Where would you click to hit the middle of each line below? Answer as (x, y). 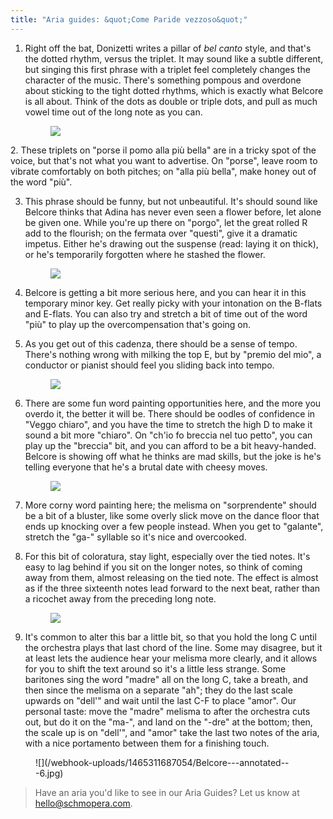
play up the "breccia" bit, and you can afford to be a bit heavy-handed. (170, 445)
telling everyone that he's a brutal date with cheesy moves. (146, 467)
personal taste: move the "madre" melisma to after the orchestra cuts (167, 711)
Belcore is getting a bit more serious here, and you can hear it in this (165, 292)
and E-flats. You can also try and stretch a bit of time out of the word (166, 313)
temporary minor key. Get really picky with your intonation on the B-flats (173, 303)
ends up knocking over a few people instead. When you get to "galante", (174, 526)
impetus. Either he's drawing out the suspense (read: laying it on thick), (171, 243)
